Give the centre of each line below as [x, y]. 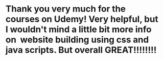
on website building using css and [77, 40]
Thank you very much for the [66, 9]
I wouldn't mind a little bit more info [79, 30]
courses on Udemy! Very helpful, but [82, 19]
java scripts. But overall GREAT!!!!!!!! [81, 50]
